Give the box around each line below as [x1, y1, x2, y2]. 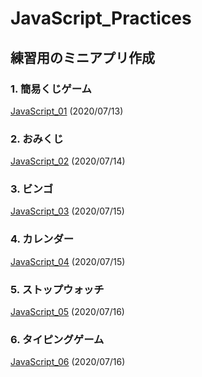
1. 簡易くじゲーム [10, 82, 92, 96]
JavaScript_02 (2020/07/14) [10, 155, 126, 167]
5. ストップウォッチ [10, 282, 105, 296]
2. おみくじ [10, 132, 64, 146]
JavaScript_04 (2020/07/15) [10, 255, 126, 267]
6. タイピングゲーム [10, 332, 105, 346]
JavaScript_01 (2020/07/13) [10, 105, 124, 117]
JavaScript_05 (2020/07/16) [10, 306, 125, 318]
